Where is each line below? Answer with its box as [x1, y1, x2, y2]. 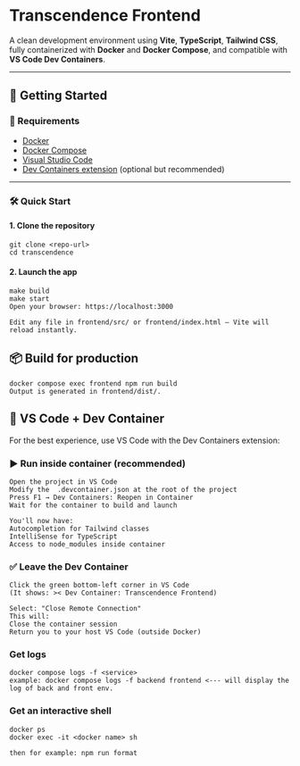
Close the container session [9, 620, 118, 629]
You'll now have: [9, 516, 74, 525]
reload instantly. [9, 325, 78, 335]
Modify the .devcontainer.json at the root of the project [9, 485, 238, 494]
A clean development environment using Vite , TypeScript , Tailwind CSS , [9, 35, 279, 46]
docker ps [9, 725, 46, 734]
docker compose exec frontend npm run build [9, 379, 178, 388]
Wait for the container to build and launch [9, 501, 178, 510]
